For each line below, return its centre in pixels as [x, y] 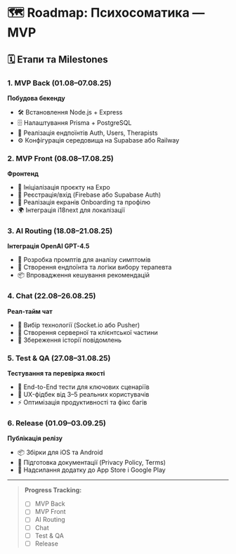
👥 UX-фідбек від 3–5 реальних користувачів [83, 395]
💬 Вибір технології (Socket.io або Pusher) [79, 325]
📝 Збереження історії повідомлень [69, 340]
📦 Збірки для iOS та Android [60, 452]
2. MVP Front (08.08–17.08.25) [60, 158]
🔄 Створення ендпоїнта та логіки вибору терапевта [94, 268]
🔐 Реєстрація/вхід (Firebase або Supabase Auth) [89, 195]
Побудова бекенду [36, 98]
